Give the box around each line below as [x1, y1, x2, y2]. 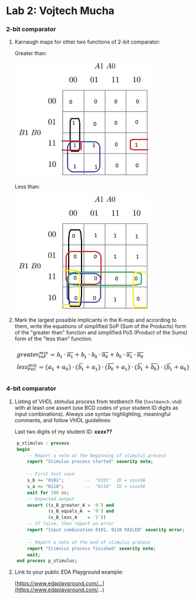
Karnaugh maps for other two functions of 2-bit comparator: [14, 38, 161, 45]
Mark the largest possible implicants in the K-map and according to [14, 316, 177, 324]
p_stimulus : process [16, 440, 69, 446]
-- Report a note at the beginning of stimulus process [27, 453, 167, 459]
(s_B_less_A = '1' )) [48, 514, 107, 521]
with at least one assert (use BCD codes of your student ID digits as [14, 404, 179, 411]
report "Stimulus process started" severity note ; [27, 459, 154, 465]
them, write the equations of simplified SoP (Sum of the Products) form [14, 323, 187, 330]
